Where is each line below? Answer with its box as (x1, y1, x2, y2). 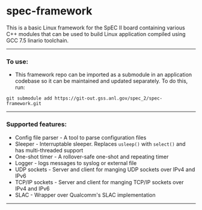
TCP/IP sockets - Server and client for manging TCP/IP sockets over (14, 178, 184, 185)
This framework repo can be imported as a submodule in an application (14, 71, 192, 79)
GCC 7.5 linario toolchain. (6, 37, 69, 44)
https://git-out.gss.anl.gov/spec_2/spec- (54, 95, 163, 101)
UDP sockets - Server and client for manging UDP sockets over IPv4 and (14, 166, 195, 173)
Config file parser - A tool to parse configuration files (14, 134, 147, 141)
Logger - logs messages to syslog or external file (14, 159, 137, 166)
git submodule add (6, 95, 52, 101)
